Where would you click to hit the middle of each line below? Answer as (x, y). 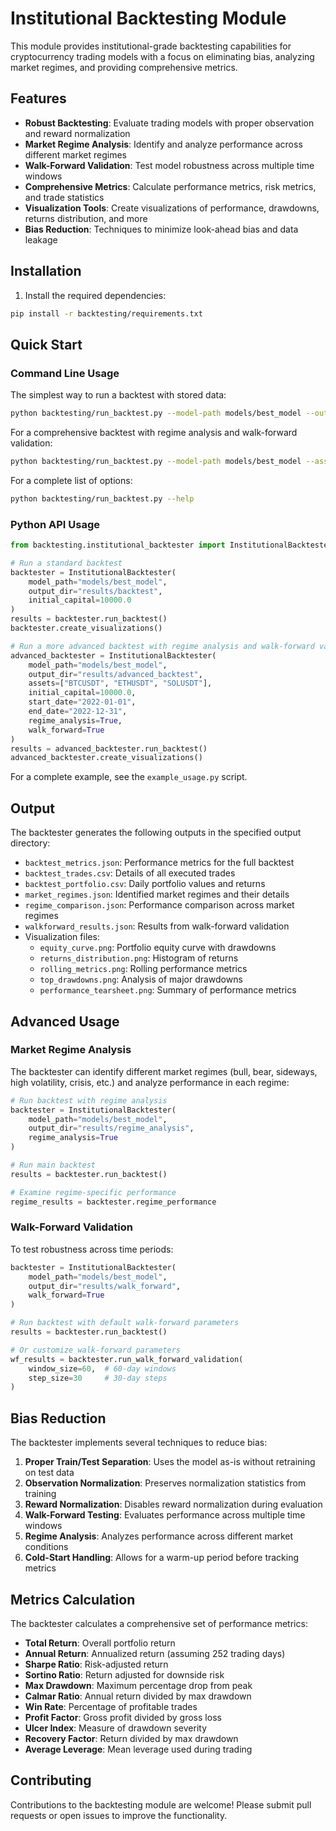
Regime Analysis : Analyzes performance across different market (159, 1536)
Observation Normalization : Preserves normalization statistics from (165, 1483)
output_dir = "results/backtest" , (95, 591)
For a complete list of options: (71, 480)
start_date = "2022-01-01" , (82, 702)
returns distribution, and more (86, 218)
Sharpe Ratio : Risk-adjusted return (96, 1664)
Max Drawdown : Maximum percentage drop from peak (138, 1685)
